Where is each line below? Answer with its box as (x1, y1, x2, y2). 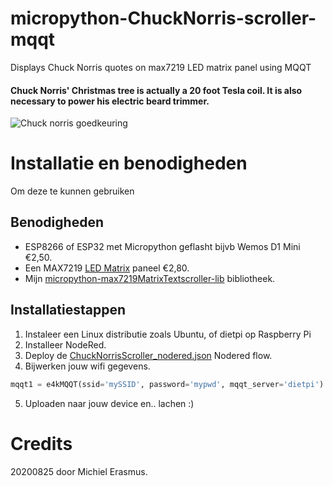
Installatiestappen (10, 302, 126, 319)
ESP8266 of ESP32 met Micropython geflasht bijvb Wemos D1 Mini (24, 240, 301, 252)
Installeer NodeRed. (24, 338, 107, 351)
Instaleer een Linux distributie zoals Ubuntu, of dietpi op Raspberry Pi (24, 328, 312, 340)
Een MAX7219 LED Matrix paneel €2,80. (24, 262, 190, 274)
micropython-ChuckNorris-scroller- (10, 7, 317, 30)
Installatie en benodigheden (10, 152, 248, 175)
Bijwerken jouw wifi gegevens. (24, 360, 151, 372)
